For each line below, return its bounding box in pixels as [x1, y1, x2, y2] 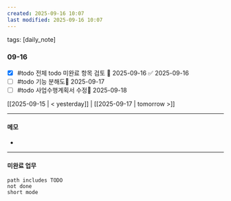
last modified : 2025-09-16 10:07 [7, 16, 103, 23]
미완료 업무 [7, 161, 36, 169]
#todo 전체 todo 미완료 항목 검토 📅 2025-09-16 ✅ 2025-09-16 [16, 69, 189, 77]
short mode [7, 189, 38, 196]
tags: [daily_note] [7, 35, 56, 43]
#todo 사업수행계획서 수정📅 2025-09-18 [16, 86, 127, 94]
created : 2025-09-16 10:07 [7, 10, 85, 17]
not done [7, 183, 32, 190]
